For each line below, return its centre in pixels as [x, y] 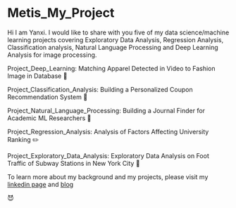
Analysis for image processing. [52, 55]
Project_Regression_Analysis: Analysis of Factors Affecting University [108, 131]
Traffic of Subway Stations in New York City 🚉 [74, 163]
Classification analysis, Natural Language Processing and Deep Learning [113, 47]
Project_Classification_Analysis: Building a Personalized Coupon [100, 89]
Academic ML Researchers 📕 [49, 118]
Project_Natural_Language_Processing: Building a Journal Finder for [106, 110]
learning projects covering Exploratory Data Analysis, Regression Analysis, [116, 39]
